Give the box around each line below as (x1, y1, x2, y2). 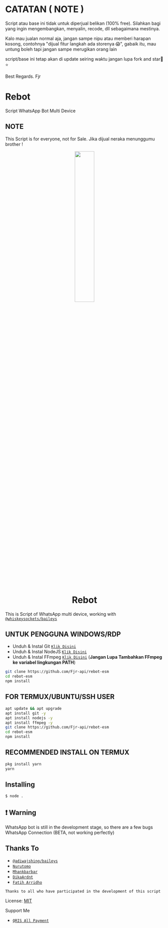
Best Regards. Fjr (5, 73, 41, 79)
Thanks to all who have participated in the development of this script (5, 889, 161, 894)
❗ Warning (5, 808, 37, 817)
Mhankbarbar (12, 869, 38, 874)
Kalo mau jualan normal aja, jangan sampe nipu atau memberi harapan (5, 35, 151, 41)
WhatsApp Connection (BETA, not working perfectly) (5, 829, 115, 836)
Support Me (5, 907, 30, 913)
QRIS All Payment (12, 918, 49, 923)
